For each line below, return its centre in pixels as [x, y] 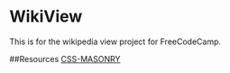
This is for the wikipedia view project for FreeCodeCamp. [115, 41]
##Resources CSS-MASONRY [65, 59]
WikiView [46, 17]
